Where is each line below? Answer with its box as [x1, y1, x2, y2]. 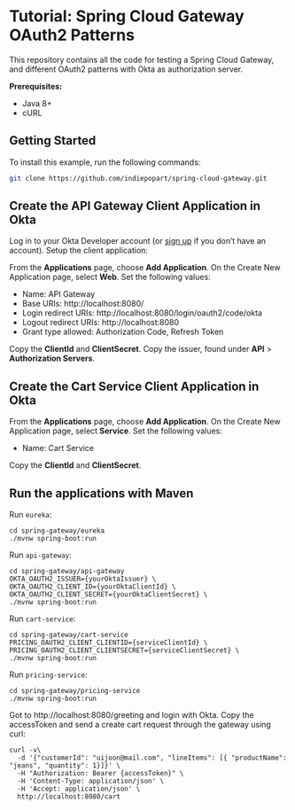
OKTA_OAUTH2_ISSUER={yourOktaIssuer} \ [9, 574, 157, 584]
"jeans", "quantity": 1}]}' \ [9, 761, 121, 770]
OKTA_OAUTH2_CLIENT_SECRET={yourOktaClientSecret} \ [9, 590, 208, 599]
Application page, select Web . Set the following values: [9, 272, 211, 283]
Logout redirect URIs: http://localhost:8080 [21, 317, 180, 328]
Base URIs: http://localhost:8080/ [21, 299, 144, 309]
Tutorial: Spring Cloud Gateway [9, 6, 245, 27]
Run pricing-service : [9, 669, 88, 680]
